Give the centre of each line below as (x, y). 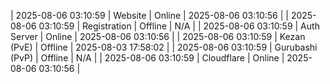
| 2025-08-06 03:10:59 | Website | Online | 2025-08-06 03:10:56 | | (149, 15)
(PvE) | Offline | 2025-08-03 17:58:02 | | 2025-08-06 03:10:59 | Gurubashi (164, 47)
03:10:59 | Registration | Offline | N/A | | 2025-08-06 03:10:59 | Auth (179, 26)
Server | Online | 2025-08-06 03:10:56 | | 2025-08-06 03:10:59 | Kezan (158, 36)
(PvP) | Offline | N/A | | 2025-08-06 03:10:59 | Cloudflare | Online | (147, 58)
